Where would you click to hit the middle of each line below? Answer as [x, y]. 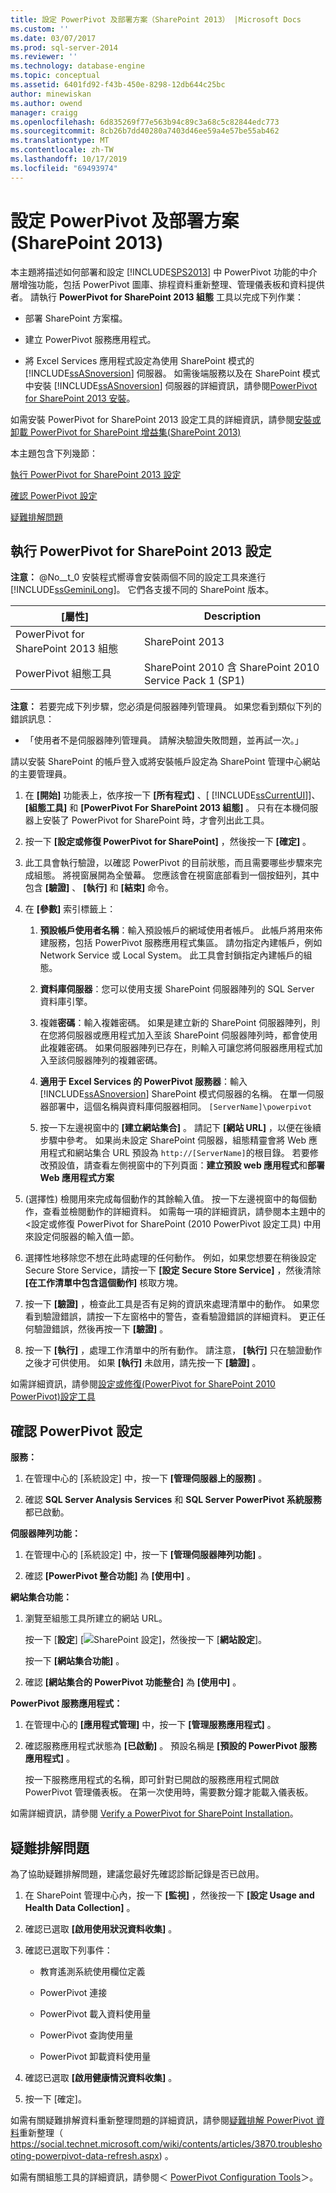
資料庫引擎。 [66, 1002]
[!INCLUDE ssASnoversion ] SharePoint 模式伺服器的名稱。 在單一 [173, 1094]
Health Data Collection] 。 [80, 1907]
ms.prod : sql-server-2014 [64, 47]
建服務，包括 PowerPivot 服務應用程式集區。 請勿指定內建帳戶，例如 [181, 943]
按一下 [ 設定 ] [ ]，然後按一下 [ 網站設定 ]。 [146, 1640]
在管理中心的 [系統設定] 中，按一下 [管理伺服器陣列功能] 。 [146, 1555]
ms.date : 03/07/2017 [53, 38]
